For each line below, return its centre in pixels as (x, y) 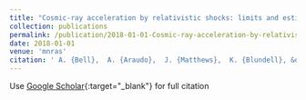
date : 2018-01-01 (42, 43)
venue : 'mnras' (38, 52)
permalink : (30, 35)
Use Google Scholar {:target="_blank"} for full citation (109, 86)
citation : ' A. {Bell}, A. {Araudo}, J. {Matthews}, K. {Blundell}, (148, 60)
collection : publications (58, 26)
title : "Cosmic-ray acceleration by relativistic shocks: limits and (144, 18)
